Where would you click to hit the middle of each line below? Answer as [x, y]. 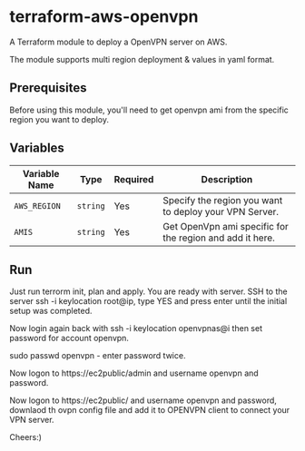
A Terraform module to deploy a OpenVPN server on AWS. [118, 42]
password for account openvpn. [69, 338]
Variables [37, 148]
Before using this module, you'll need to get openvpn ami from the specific [149, 110]
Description [227, 179]
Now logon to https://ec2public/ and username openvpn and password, [143, 400]
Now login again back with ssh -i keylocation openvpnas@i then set [136, 328]
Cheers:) [26, 437]
